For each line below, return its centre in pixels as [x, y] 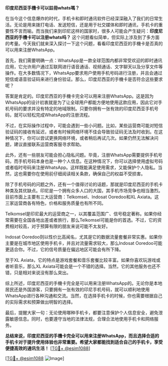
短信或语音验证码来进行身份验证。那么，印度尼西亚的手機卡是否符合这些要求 [84, 79]
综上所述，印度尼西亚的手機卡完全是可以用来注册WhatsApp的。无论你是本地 [84, 283]
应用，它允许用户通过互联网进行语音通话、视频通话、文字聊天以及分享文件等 [84, 67]
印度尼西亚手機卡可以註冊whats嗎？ [42, 8]
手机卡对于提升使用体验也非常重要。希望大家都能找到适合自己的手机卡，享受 [84, 342]
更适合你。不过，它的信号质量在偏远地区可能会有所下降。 [64, 249]
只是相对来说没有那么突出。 [42, 273]
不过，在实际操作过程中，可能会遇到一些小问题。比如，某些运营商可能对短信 [84, 125]
